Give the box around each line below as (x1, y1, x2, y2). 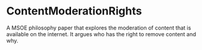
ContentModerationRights (6, 4, 142, 18)
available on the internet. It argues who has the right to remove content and (6, 30, 196, 37)
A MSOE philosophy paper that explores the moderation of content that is (6, 24, 192, 31)
